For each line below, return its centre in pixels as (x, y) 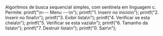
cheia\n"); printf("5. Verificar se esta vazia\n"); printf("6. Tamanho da (77, 23)
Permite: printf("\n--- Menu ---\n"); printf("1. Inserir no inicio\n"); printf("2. (82, 12)
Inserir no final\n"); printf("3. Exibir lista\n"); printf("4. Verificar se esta (77, 18)
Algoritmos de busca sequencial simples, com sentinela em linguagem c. (81, 7)
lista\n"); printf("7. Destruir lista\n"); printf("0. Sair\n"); (61, 28)
